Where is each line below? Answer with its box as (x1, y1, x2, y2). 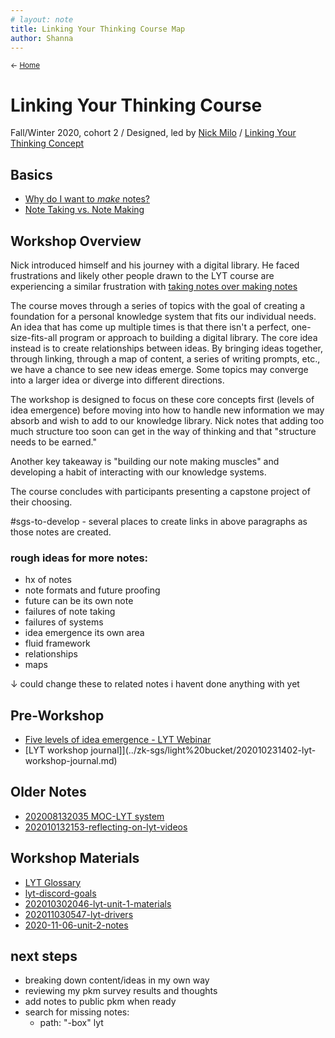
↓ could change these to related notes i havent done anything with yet (10, 678, 300, 690)
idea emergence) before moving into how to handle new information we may (10, 404, 325, 416)
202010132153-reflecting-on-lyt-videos (24, 821, 188, 833)
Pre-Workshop (10, 707, 105, 724)
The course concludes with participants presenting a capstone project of (10, 485, 311, 497)
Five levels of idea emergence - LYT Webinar (24, 734, 212, 746)
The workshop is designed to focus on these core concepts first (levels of (10, 393, 315, 405)
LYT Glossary (24, 876, 82, 888)
